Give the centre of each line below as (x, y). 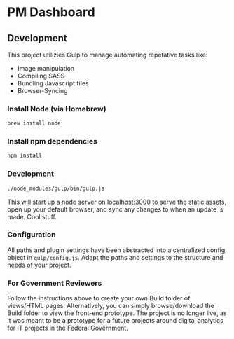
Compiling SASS (41, 76)
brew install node (34, 123)
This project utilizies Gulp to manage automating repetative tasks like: (108, 55)
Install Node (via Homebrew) (57, 109)
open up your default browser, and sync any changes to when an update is (115, 209)
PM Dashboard (51, 12)
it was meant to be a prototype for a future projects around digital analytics (116, 321)
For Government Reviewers (55, 283)
